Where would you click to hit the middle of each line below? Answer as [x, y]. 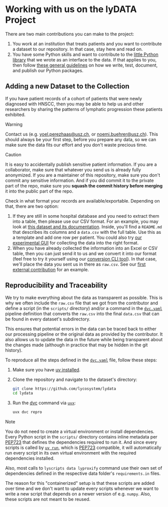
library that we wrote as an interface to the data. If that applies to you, [85, 59]
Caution [13, 154]
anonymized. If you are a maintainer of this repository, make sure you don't [83, 175]
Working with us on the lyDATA [71, 9]
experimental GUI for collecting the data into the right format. [75, 242]
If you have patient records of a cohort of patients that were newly [74, 98]
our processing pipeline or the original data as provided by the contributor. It [84, 334]
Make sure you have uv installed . [46, 369]
